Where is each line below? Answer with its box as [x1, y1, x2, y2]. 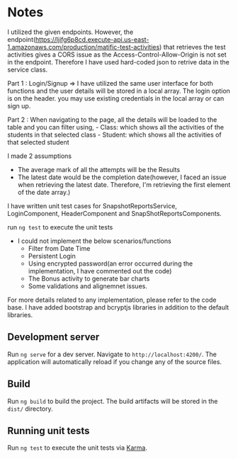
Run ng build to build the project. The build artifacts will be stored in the [7, 397, 218, 405]
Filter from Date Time [28, 244, 91, 252]
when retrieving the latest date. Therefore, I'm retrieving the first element [17, 180, 231, 188]
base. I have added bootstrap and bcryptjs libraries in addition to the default [7, 302, 229, 312]
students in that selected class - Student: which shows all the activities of [7, 130, 222, 139]
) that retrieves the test [159, 42, 226, 51]
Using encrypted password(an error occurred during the [28, 259, 193, 268]
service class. [7, 65, 48, 74]
